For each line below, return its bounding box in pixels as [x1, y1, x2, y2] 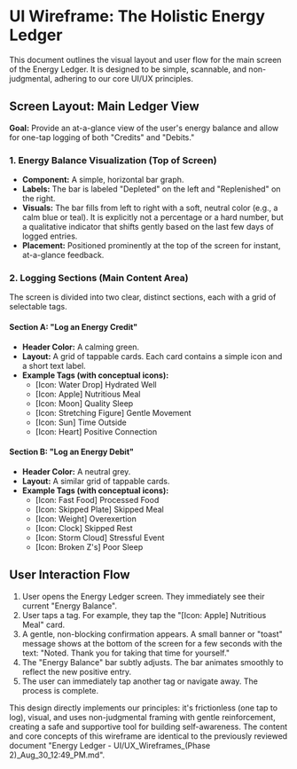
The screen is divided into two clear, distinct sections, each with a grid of [9, 292, 277, 302]
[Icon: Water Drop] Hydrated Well [35, 379, 157, 389]
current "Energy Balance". [21, 600, 118, 611]
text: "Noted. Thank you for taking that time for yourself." [21, 647, 231, 658]
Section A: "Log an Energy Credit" [9, 321, 138, 332]
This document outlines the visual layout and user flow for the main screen [9, 54, 282, 65]
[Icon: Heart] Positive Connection [35, 426, 158, 436]
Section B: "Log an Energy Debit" [9, 446, 135, 458]
